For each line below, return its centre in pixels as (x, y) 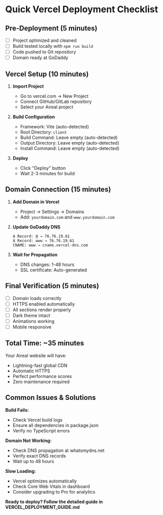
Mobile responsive (32, 327)
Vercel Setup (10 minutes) (47, 74)
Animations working (34, 321)
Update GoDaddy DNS (37, 227)
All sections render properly (42, 310)
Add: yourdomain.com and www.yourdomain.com (68, 217)
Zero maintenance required (41, 382)
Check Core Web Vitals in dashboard (51, 486)
